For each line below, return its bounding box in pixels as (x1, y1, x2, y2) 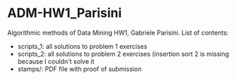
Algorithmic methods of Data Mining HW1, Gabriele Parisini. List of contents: (7, 28, 229, 37)
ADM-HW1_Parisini (7, 5, 122, 21)
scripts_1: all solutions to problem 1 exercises (17, 42, 148, 50)
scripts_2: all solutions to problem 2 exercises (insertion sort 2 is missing (17, 50, 230, 58)
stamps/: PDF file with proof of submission (17, 64, 142, 73)
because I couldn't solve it (17, 57, 95, 65)
